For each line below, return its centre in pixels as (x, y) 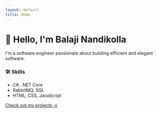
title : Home (18, 15)
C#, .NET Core (27, 85)
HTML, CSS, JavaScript (37, 95)
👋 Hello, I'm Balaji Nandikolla (66, 39)
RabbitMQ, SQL (28, 90)
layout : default (22, 10)
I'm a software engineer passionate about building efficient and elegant (79, 53)
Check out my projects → (31, 105)
